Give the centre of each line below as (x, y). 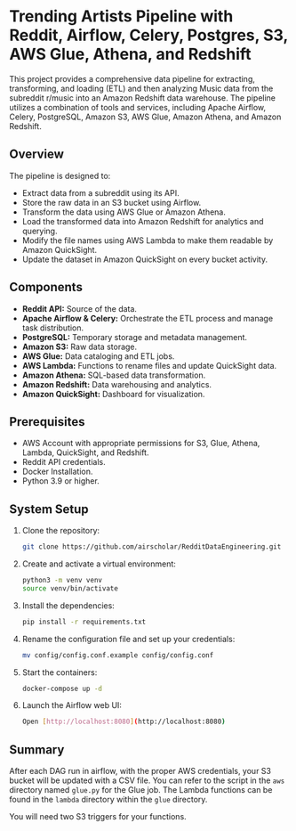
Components (46, 287)
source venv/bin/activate (70, 588)
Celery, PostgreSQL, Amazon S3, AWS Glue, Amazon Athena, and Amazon (145, 117)
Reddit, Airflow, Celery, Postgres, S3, (149, 35)
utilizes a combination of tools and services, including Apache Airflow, (138, 107)
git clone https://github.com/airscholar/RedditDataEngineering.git (152, 547)
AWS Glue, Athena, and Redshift (130, 54)
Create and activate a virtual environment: (99, 564)
